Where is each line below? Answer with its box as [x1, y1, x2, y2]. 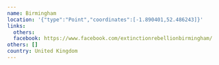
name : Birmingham [7, 9, 57, 17]
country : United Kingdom [7, 48, 78, 55]
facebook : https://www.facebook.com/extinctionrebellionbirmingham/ [13, 35, 213, 42]
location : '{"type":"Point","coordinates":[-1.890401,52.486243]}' [7, 16, 204, 23]
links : [7, 22, 26, 29]
